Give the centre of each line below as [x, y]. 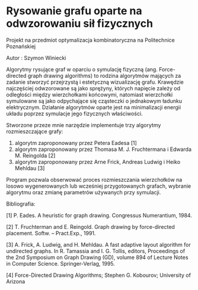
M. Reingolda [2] [35, 155]
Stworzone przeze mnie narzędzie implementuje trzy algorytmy [84, 125]
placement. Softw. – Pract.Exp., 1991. [51, 233]
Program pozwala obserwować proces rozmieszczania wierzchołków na [94, 179]
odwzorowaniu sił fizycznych [79, 23]
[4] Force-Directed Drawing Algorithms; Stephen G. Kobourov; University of [99, 275]
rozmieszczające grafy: [35, 131]
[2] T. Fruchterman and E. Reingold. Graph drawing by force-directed [90, 226]
